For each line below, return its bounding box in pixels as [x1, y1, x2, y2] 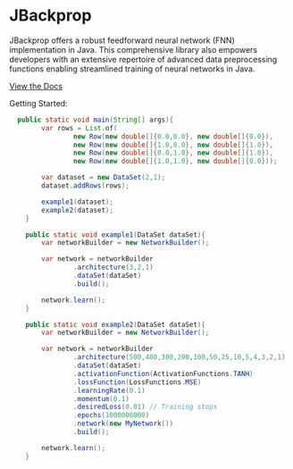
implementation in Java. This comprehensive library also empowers [9, 44, 258, 54]
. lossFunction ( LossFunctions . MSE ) [72, 377, 202, 387]
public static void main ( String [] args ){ [17, 115, 174, 124]
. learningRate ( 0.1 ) [72, 386, 146, 395]
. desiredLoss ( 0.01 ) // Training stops [72, 403, 218, 412]
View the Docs [9, 80, 63, 91]
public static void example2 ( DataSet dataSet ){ [25, 320, 205, 329]
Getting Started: [9, 97, 69, 108]
